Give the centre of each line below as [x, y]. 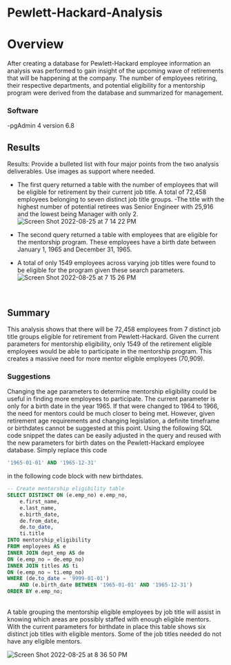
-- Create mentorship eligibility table [66, 489]
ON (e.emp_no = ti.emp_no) [46, 572]
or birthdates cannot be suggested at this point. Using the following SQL [110, 428]
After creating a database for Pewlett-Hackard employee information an [109, 64]
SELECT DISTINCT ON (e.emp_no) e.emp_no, [68, 495]
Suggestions [29, 376]
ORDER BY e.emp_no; [35, 592]
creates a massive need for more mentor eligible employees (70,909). [106, 359]
